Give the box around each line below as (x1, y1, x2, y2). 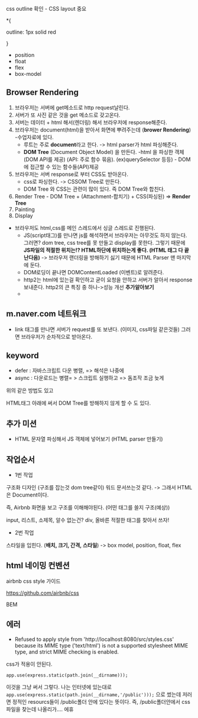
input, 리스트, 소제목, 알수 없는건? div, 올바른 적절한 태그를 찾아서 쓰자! (6, 517, 170, 524)
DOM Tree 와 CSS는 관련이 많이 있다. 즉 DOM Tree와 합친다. (23, 185, 165, 193)
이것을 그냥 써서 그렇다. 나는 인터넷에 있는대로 (6, 683, 112, 690)
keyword (6, 351, 40, 361)
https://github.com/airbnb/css (6, 589, 79, 597)
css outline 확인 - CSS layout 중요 (6, 5, 87, 12)
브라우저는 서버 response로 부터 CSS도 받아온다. (14, 171, 129, 178)
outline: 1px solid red (6, 28, 56, 36)
